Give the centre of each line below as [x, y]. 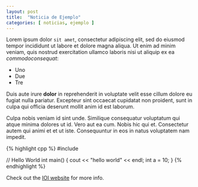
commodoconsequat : [32, 58]
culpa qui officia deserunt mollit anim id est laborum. [70, 107]
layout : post [22, 12]
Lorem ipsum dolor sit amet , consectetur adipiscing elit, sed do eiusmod [95, 40]
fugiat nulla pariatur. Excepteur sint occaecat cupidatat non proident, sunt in [99, 100]
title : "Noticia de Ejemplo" [44, 17]
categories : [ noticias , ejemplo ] [50, 23]
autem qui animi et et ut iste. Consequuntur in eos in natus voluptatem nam [98, 131]
